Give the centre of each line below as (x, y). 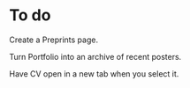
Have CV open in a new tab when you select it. (94, 73)
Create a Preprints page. (54, 40)
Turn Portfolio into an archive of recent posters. (95, 56)
